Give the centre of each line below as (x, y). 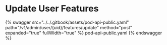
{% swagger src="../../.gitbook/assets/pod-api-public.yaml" (67, 22)
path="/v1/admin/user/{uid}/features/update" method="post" (69, 27)
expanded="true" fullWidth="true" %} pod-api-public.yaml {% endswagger (84, 33)
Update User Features (52, 9)
